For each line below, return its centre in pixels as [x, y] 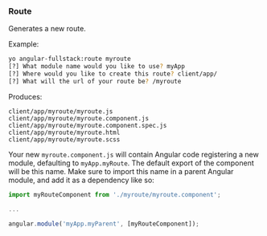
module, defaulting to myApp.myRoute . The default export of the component [131, 163]
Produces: [25, 96]
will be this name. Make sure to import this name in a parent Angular [121, 171]
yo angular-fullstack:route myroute [70, 59]
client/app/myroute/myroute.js [61, 111]
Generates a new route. [47, 29]
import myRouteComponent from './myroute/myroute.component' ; [115, 194]
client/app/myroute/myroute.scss [64, 139]
